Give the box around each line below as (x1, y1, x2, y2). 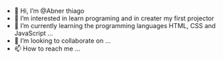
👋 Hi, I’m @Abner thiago (14, 7, 85, 15)
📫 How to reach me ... (14, 44, 81, 53)
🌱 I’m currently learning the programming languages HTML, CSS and (14, 22, 216, 29)
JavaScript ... (14, 29, 53, 37)
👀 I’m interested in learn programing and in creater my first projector (14, 14, 214, 22)
